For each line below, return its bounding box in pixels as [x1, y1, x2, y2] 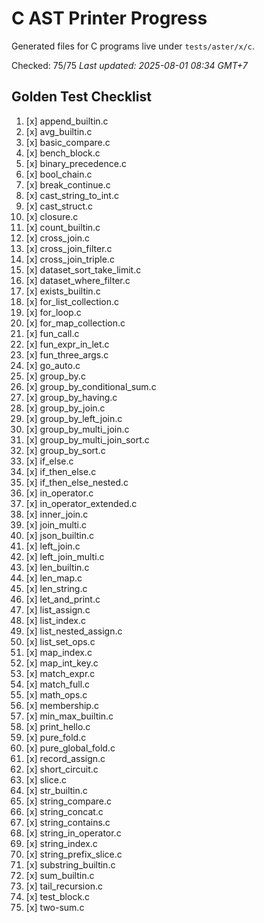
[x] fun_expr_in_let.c [25, 338, 110, 350]
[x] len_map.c [25, 572, 83, 584]
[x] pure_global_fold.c [25, 742, 116, 754]
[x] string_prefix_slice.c [25, 848, 123, 860]
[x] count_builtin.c [25, 221, 101, 233]
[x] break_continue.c [25, 178, 111, 191]
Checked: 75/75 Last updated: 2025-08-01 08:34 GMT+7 [11, 59, 248, 71]
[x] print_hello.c [25, 720, 91, 732]
